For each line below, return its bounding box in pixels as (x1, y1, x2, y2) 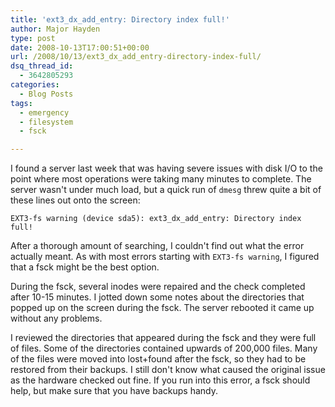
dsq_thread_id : (10, 61, 74, 71)
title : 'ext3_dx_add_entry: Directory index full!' (10, 14, 230, 25)
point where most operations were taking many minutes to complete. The (10, 173, 312, 185)
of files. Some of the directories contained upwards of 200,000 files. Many (10, 342, 318, 355)
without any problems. (10, 312, 103, 325)
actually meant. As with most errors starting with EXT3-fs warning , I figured (10, 251, 320, 263)
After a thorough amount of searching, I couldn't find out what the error (10, 240, 305, 252)
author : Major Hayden (10, 24, 101, 34)
